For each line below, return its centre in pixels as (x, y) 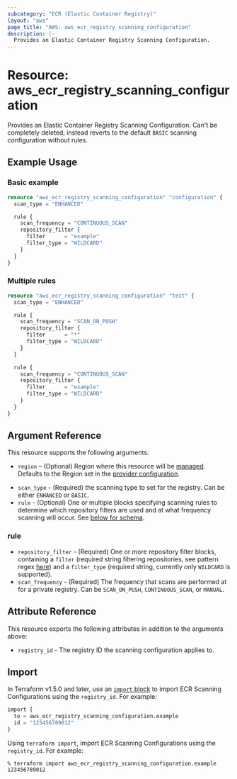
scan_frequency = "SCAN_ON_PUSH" (69, 322)
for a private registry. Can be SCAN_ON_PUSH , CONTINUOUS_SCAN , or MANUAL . (121, 589)
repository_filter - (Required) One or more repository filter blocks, (117, 551)
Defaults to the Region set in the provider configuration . (99, 474)
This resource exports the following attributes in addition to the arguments (116, 629)
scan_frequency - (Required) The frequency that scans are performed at (122, 581)
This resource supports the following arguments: (78, 453)
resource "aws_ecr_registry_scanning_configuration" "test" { (101, 296)
